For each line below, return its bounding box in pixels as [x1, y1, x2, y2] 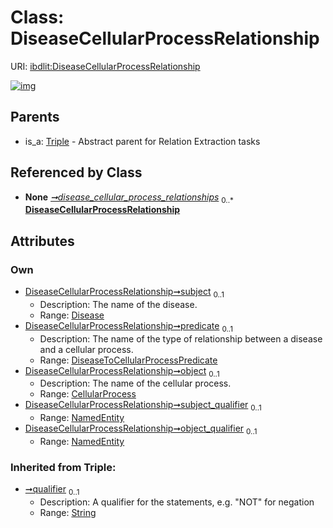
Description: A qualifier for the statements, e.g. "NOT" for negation [39, 496, 315, 508]
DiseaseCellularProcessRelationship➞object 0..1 [24, 364, 220, 379]
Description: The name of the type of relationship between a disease [39, 332, 323, 345]
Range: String [39, 507, 97, 519]
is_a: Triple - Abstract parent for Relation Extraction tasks [24, 135, 261, 147]
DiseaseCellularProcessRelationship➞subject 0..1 [24, 286, 225, 300]
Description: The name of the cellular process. [39, 377, 232, 390]
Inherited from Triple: [10, 460, 117, 474]
